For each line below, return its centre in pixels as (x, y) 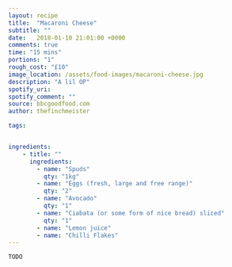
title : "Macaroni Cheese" (53, 23)
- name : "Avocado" (67, 199)
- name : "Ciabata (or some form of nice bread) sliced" (131, 213)
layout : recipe (33, 15)
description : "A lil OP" (49, 82)
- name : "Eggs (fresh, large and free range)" (115, 184)
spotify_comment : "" (42, 97)
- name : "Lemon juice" (74, 228)
